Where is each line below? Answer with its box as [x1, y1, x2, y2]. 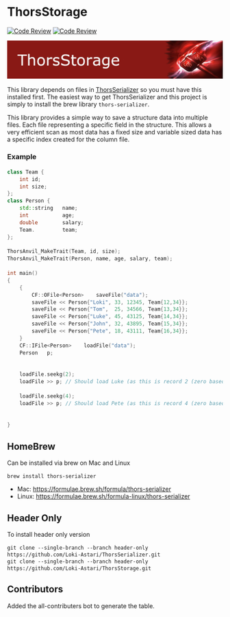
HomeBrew [7, 440, 56, 452]
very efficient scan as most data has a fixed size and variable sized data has [7, 128, 222, 136]
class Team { [7, 169, 44, 176]
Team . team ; [19, 226, 78, 233]
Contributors [7, 583, 64, 595]
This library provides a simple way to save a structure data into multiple [7, 113, 209, 121]
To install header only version [7, 530, 90, 538]
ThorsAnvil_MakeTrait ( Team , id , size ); [7, 248, 121, 255]
